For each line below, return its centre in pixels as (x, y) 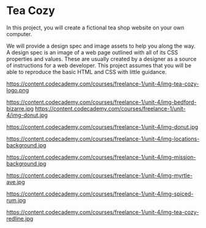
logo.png (18, 90)
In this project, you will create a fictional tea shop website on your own (95, 28)
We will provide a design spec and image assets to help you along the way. (101, 46)
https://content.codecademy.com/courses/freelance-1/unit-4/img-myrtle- (100, 175)
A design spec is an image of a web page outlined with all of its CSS (92, 52)
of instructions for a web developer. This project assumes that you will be (99, 65)
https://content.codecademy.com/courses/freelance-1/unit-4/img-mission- (101, 157)
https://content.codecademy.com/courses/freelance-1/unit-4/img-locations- (103, 139)
